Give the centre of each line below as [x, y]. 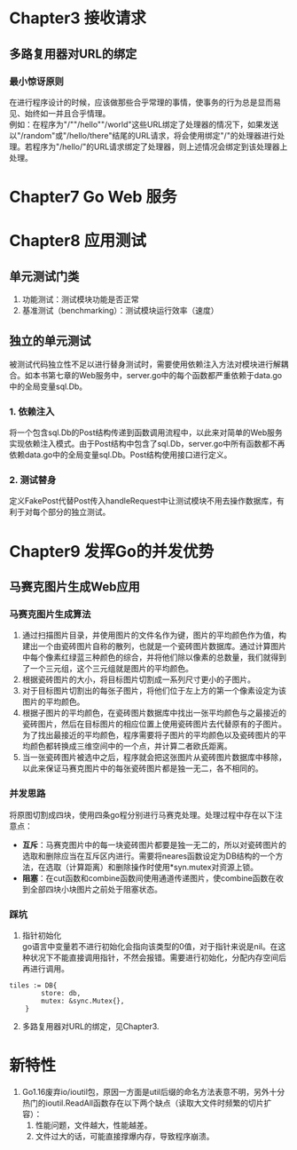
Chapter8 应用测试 [78, 241]
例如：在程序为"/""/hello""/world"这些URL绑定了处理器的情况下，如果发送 [144, 124]
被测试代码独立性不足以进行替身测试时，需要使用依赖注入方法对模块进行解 [145, 364]
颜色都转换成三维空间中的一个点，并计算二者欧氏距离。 [131, 746]
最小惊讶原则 [37, 81]
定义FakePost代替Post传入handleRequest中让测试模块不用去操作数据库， [143, 501]
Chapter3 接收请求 [78, 18]
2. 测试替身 [33, 480]
